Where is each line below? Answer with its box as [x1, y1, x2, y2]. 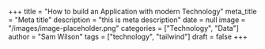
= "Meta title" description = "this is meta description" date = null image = [8, 15, 246, 24]
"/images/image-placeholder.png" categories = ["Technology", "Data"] [8, 24, 240, 32]
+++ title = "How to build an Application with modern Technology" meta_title [8, 7, 257, 16]
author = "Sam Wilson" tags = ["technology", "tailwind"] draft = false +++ [8, 32, 248, 41]
